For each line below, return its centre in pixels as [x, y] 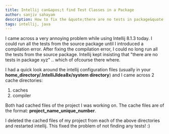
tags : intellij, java [28, 24]
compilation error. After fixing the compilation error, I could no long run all [81, 49]
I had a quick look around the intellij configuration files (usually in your [78, 70]
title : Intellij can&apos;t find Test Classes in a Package [70, 10]
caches [20, 90]
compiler [22, 96]
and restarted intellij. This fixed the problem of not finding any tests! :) [78, 126]
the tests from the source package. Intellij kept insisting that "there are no [81, 55]
